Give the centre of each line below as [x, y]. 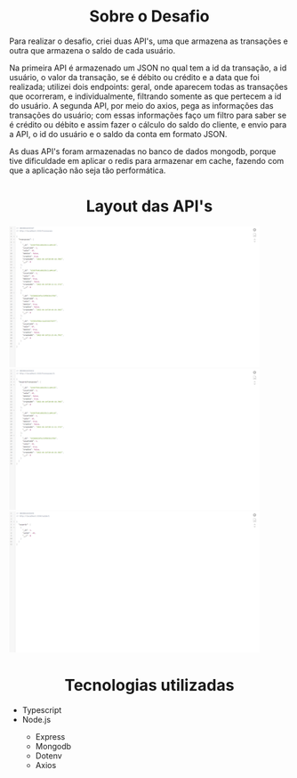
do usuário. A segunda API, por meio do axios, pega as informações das [141, 105]
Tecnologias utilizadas [149, 686]
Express [50, 737]
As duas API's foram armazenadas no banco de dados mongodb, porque [143, 151]
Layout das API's [149, 206]
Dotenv [48, 756]
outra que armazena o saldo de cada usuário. [92, 50]
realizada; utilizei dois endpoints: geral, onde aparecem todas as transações [148, 86]
